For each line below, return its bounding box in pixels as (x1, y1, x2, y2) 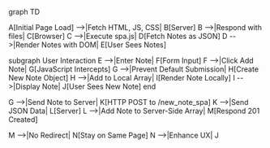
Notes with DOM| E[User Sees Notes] (41, 40, 167, 50)
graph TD (8, 7, 41, 16)
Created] (8, 115, 38, 124)
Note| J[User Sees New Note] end (41, 81, 156, 91)
